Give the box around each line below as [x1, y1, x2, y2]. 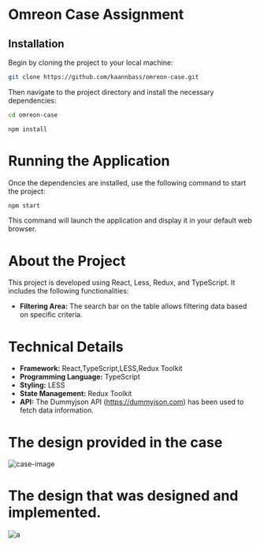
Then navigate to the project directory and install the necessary [8, 87, 214, 96]
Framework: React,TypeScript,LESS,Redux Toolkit [19, 364, 183, 373]
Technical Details [8, 338, 124, 356]
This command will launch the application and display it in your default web [8, 215, 252, 226]
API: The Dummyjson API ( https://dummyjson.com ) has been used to [19, 397, 244, 407]
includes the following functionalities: [8, 286, 129, 296]
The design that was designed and [8, 487, 239, 505]
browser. [8, 224, 37, 234]
